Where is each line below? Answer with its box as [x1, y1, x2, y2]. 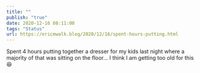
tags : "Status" [6, 25, 45, 32]
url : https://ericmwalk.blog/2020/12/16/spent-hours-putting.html [6, 31, 179, 37]
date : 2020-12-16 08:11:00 [6, 20, 75, 26]
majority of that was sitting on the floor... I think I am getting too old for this [6, 54, 194, 62]
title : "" [6, 8, 32, 15]
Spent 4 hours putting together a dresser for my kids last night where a [6, 48, 185, 55]
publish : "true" [6, 14, 48, 21]
